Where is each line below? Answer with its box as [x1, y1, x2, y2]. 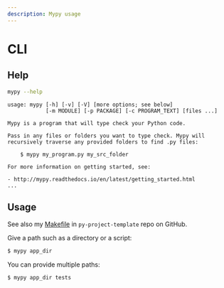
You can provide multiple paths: [7, 260, 100, 269]
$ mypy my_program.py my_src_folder [20, 151, 129, 158]
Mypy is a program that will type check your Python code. [7, 119, 186, 127]
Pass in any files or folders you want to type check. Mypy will [7, 132, 205, 139]
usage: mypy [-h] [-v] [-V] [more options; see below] [7, 101, 174, 108]
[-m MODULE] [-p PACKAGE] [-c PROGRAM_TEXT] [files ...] [45, 107, 218, 114]
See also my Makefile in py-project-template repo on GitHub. [7, 220, 188, 228]
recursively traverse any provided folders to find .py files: [7, 138, 199, 146]
